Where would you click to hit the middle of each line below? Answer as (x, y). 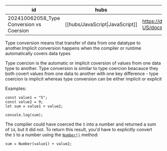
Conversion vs (24, 24)
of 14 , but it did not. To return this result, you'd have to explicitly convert (79, 129)
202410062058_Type (34, 18)
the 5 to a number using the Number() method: (52, 135)
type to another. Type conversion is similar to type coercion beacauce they (82, 68)
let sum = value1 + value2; (34, 106)
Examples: (16, 88)
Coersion (18, 31)
